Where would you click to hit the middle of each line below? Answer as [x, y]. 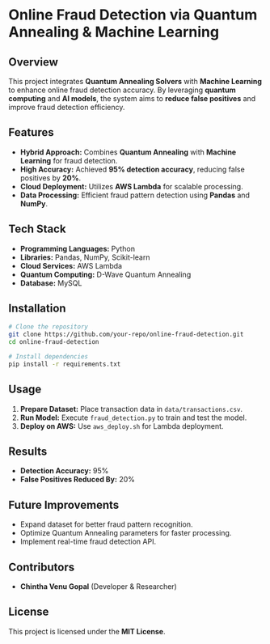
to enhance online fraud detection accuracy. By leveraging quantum [122, 90]
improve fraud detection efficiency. [67, 107]
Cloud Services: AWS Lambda [71, 265]
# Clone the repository [49, 327]
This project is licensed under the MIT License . [87, 631]
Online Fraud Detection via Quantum [133, 15]
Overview [34, 62]
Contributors [42, 567]
